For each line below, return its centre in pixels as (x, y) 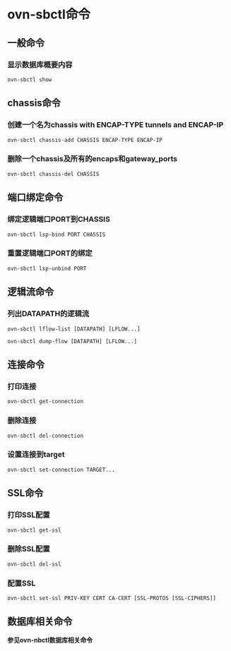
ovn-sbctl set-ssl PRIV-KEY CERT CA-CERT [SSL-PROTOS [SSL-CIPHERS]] (112, 598)
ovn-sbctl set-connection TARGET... (61, 470)
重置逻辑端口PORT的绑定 (50, 253)
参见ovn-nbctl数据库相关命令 (50, 640)
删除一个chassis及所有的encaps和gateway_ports (93, 159)
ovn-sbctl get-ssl (34, 530)
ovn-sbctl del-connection (45, 436)
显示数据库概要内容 (40, 64)
